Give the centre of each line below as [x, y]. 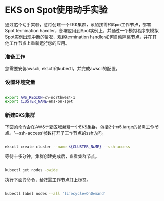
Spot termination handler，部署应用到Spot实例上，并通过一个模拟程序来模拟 [82, 30]
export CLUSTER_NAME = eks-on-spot [39, 102]
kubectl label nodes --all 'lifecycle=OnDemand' [56, 194]
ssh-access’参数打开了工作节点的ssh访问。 [62, 133]
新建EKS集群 [20, 115]
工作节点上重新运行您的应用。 [39, 43]
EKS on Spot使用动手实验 [56, 10]
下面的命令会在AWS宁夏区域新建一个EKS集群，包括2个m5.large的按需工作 [80, 127]
